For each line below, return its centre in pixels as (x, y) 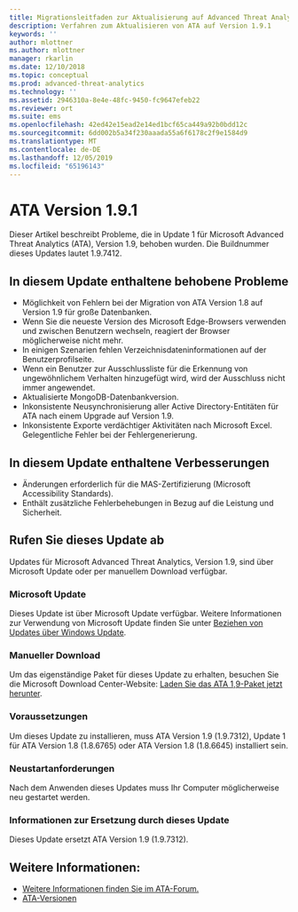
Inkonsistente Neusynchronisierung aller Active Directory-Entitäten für (150, 407)
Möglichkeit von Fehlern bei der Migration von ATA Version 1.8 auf (142, 303)
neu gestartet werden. (50, 797)
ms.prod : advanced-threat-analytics (77, 83)
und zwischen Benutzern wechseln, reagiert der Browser (126, 331)
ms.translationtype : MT (53, 141)
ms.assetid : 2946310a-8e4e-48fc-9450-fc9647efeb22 (105, 100)
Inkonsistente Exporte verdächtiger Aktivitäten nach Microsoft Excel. (147, 425)
